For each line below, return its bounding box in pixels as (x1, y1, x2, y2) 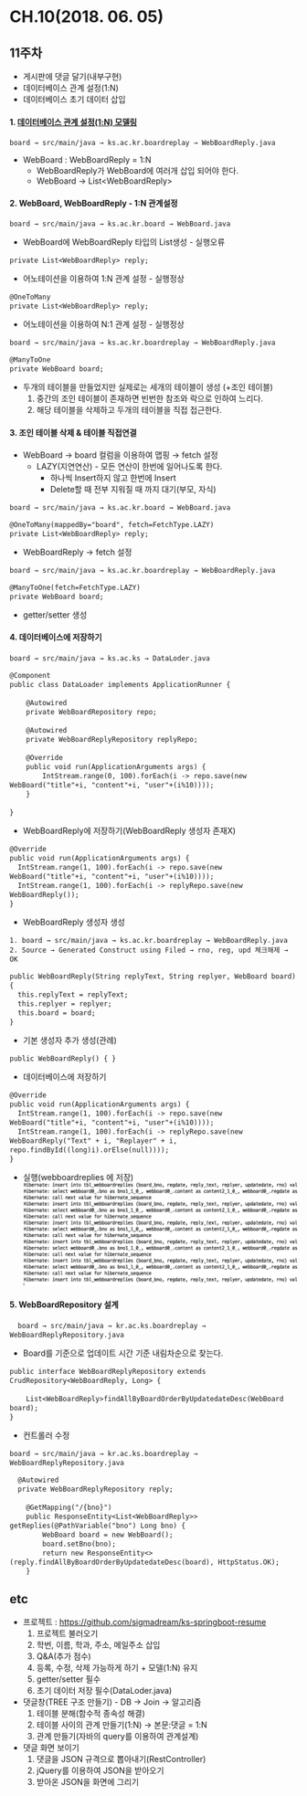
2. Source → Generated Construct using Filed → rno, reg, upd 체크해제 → (9, 946, 289, 955)
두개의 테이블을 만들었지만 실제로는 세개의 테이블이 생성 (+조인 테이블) (22, 382, 274, 393)
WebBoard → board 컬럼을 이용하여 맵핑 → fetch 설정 (22, 449, 218, 460)
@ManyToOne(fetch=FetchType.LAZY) (9, 583, 142, 592)
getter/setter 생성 (22, 609, 88, 620)
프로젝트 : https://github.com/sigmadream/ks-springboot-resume (22, 1617, 267, 1628)
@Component (9, 671, 51, 680)
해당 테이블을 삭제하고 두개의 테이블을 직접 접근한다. (36, 405, 222, 416)
